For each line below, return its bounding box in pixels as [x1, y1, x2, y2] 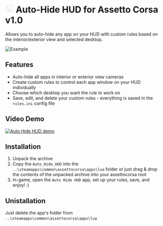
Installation [5, 142, 41, 151]
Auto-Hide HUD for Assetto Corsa [15, 4, 158, 15]
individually [12, 84, 36, 90]
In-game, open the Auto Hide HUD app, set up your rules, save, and [12, 177, 150, 183]
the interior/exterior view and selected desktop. [5, 36, 103, 42]
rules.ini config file [12, 100, 55, 106]
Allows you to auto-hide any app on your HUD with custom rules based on [5, 31, 158, 37]
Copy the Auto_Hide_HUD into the [12, 161, 78, 167]
